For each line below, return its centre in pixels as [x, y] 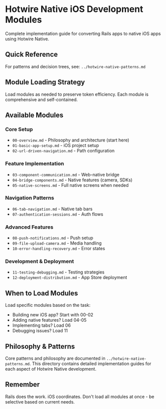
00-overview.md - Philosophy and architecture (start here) [71, 140]
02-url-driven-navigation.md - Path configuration [63, 151]
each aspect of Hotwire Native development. [51, 369]
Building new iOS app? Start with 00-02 [53, 315]
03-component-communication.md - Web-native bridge [66, 174]
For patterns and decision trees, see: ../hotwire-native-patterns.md [75, 66]
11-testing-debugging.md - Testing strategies [58, 272]
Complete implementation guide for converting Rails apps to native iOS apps [83, 33]
